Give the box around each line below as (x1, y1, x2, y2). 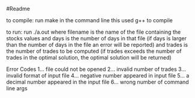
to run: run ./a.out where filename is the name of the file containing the (6, 28, 181, 35)
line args (6, 85, 28, 92)
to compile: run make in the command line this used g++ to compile (6, 17, 173, 23)
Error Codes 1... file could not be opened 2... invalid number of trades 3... (6, 66, 186, 73)
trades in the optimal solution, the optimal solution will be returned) (6, 54, 172, 61)
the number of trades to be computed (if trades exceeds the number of (6, 47, 182, 55)
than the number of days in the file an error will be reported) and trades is (6, 41, 188, 48)
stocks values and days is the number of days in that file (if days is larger (6, 35, 187, 41)
